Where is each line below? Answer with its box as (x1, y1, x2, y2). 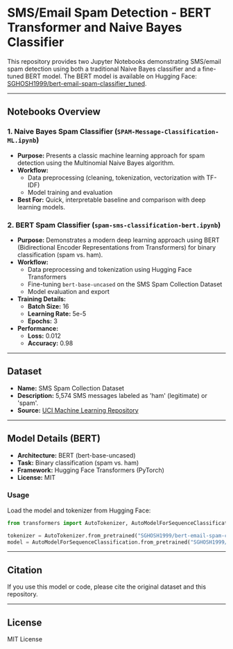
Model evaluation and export (27, 287, 110, 295)
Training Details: (17, 295, 67, 303)
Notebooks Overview (7, 106, 101, 118)
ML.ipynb (7, 137, 37, 145)
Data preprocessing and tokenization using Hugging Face (27, 265, 192, 273)
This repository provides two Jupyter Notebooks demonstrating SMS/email (7, 57, 222, 65)
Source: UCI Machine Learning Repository (17, 406, 139, 414)
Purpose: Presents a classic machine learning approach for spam (17, 151, 205, 159)
